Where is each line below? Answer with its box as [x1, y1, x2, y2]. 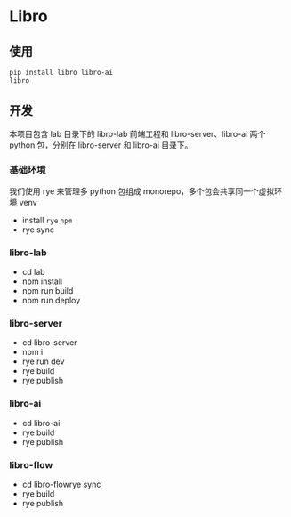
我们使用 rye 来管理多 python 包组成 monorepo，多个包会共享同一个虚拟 [9, 185, 275, 197]
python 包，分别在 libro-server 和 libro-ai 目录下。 [9, 140, 193, 150]
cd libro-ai [21, 417, 61, 428]
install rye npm [21, 214, 73, 225]
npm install [21, 276, 63, 287]
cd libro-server [21, 337, 77, 348]
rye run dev [21, 356, 65, 367]
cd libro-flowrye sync [21, 479, 101, 490]
